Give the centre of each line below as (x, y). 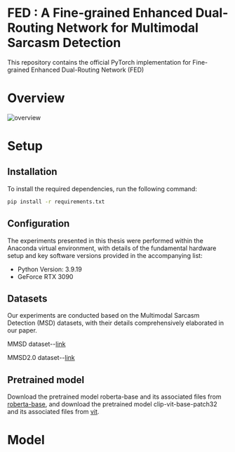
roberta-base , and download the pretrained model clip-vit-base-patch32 (112, 404)
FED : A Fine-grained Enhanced (100, 13)
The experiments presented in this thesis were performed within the (105, 240)
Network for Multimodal (127, 28)
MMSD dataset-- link (36, 344)
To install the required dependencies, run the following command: (102, 188)
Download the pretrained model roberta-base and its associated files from (114, 397)
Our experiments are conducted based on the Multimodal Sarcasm (103, 316)
